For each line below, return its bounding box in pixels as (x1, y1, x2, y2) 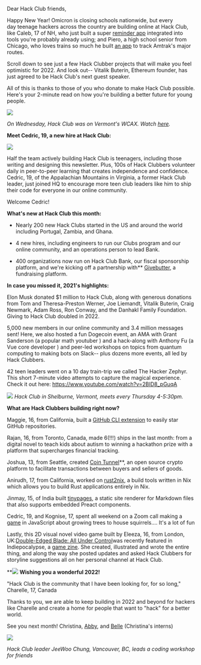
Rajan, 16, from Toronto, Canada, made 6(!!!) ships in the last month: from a (7, 435, 193, 441)
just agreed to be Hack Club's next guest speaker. (7, 73, 131, 80)
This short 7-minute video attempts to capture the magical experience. (7, 375, 182, 381)
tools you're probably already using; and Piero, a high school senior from (7, 36, 187, 43)
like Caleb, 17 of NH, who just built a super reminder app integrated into (7, 29, 184, 37)
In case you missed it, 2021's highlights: (7, 282, 109, 289)
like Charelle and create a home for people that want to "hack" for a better (7, 604, 190, 612)
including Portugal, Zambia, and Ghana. (15, 228, 113, 235)
